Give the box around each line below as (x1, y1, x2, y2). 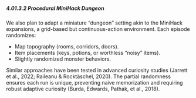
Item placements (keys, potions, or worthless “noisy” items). (14, 49, 160, 56)
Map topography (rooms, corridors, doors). (14, 43, 119, 50)
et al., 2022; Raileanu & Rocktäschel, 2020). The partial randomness (6, 73, 171, 80)
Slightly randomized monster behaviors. (14, 55, 111, 62)
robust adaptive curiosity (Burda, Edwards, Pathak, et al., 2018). (6, 85, 160, 92)
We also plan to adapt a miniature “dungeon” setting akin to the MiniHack (6, 19, 183, 26)
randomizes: (6, 32, 36, 38)
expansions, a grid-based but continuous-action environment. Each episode (6, 25, 191, 32)
